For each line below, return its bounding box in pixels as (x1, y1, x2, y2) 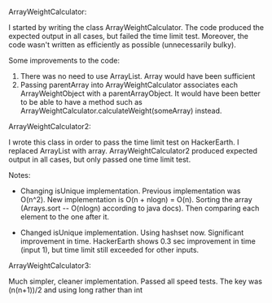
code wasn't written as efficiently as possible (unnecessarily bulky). (8, 40, 236, 50)
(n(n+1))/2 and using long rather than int (8, 285, 143, 295)
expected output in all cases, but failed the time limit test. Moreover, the (8, 32, 248, 41)
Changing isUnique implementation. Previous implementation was (20, 186, 242, 196)
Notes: (8, 171, 31, 180)
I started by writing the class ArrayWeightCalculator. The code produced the (8, 23, 265, 32)
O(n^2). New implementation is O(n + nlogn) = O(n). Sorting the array (20, 195, 252, 204)
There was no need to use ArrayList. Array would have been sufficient (20, 71, 256, 80)
